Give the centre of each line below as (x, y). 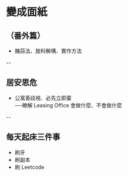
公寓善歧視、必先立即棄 (43, 98)
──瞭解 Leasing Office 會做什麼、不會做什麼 (68, 105)
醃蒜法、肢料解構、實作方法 (48, 51)
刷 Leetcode (29, 167)
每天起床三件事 (33, 137)
